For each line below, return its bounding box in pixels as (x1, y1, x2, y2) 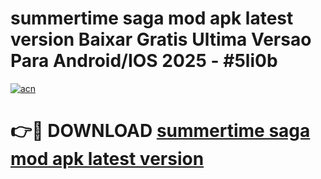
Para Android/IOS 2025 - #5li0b (10, 50, 278, 72)
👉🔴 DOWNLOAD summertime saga (10, 120, 311, 142)
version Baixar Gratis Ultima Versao (10, 28, 312, 51)
